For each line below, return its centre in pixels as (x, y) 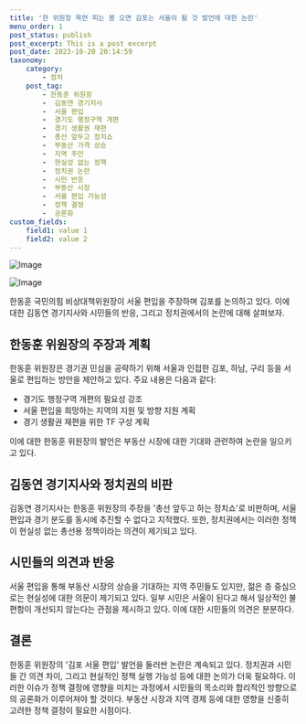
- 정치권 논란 (66, 171)
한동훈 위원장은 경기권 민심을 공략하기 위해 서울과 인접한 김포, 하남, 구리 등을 (146, 368)
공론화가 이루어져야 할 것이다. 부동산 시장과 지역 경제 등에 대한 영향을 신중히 (154, 698)
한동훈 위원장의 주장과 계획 (80, 344)
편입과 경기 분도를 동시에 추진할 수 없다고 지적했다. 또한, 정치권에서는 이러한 (145, 519)
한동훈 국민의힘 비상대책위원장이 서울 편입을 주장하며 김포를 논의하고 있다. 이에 (150, 302)
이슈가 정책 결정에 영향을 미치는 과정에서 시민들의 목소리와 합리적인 (146, 687)
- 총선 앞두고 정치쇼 (78, 137)
